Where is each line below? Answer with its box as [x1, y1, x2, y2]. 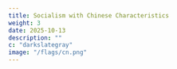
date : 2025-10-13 [8, 26, 66, 34]
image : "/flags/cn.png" [8, 48, 88, 56]
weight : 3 [8, 19, 41, 27]
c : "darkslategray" [8, 41, 73, 49]
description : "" [8, 33, 62, 42]
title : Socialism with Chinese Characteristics [8, 11, 170, 20]
